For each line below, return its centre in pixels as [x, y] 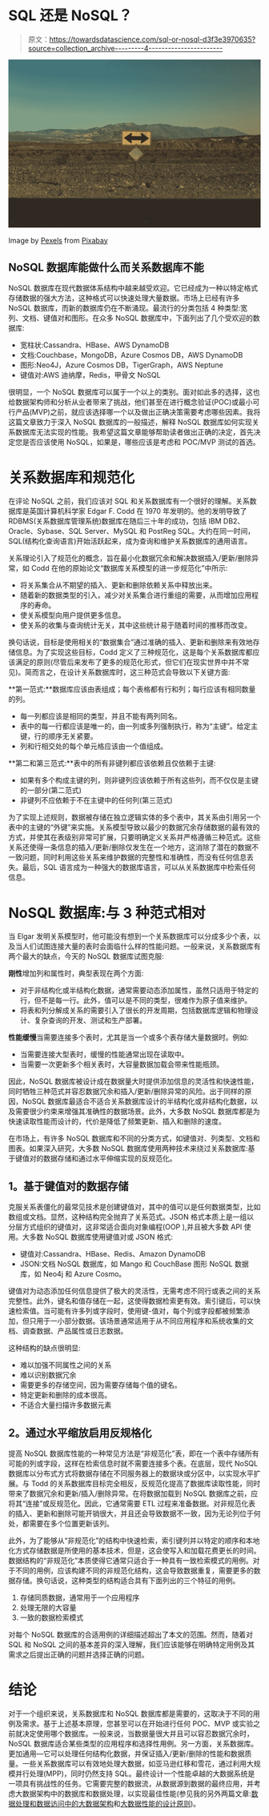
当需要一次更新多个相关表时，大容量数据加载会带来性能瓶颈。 [122, 1064]
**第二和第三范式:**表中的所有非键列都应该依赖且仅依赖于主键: [112, 764]
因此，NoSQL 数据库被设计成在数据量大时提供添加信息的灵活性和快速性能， [133, 1081]
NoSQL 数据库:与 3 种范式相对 [107, 913]
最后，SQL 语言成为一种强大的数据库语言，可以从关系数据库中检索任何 [139, 868]
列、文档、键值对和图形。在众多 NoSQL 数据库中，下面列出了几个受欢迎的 [131, 318]
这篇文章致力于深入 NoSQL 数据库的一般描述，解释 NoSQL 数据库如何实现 [130, 422]
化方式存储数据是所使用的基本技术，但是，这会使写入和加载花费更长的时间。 [134, 1550]
